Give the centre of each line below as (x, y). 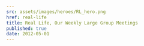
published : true (26, 28)
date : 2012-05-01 (28, 34)
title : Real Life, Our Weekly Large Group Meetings (72, 23)
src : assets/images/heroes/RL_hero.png (56, 12)
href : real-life (26, 17)
